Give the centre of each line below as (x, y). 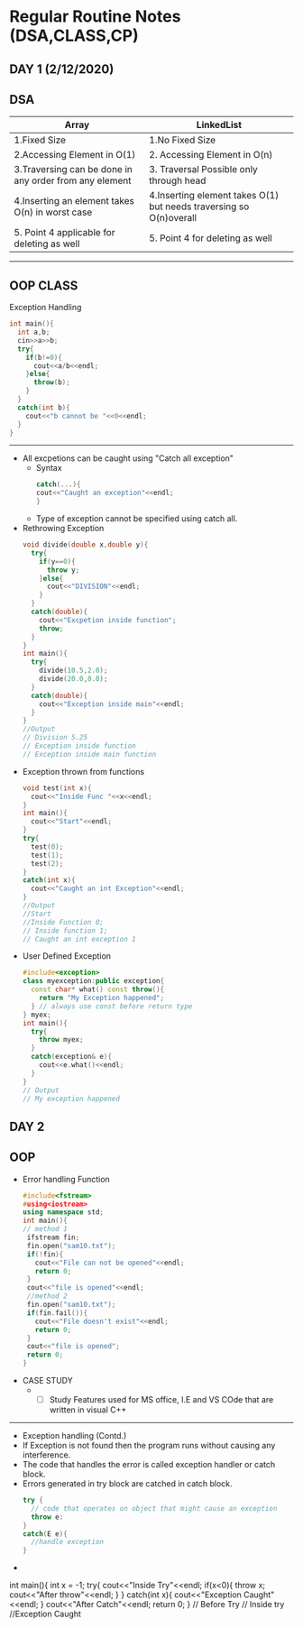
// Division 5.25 (55, 738)
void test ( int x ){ (57, 788)
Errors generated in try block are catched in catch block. (127, 1484)
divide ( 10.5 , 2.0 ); (73, 671)
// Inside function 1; (65, 931)
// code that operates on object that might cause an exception (154, 1508)
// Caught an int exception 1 (79, 939)
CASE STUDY (48, 1381)
